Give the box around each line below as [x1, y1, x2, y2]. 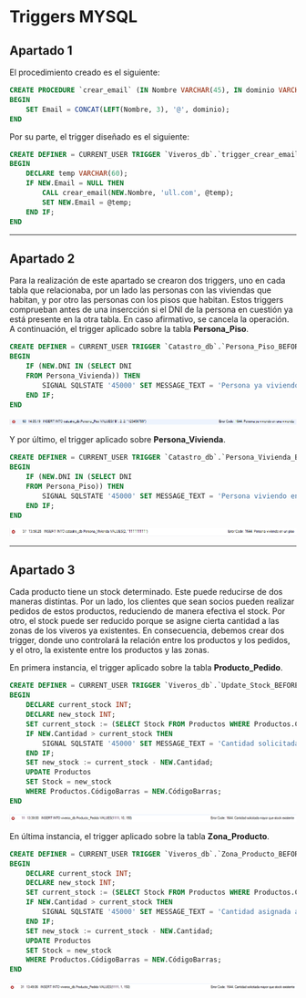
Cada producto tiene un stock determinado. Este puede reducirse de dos [9, 587, 283, 598]
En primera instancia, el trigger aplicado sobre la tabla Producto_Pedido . [9, 662, 283, 673]
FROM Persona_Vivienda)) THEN [25, 371, 141, 380]
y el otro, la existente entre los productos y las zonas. [9, 645, 209, 656]
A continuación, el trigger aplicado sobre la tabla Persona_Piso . [9, 324, 249, 335]
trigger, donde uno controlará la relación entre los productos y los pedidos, [9, 635, 291, 646]
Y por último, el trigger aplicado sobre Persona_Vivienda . [9, 434, 226, 445]
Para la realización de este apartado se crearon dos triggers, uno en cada [9, 275, 286, 286]
